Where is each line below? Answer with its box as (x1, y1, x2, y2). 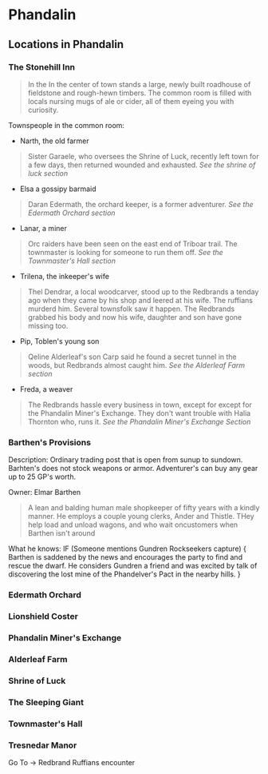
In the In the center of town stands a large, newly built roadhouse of (27, 79, 251, 89)
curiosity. (27, 105, 59, 114)
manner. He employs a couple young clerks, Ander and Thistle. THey (27, 512, 254, 521)
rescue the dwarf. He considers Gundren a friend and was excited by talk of (8, 561, 258, 571)
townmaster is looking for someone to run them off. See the (27, 247, 223, 257)
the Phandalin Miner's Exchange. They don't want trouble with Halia (27, 408, 251, 417)
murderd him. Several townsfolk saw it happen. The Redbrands (27, 304, 235, 313)
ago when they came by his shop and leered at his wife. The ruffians (27, 295, 254, 305)
